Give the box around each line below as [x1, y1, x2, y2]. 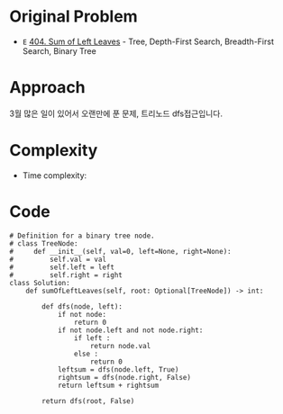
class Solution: [9, 278, 70, 287]
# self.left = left [9, 263, 115, 272]
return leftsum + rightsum [57, 381, 160, 390]
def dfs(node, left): [41, 301, 123, 311]
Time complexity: [22, 169, 87, 181]
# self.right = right [9, 270, 123, 280]
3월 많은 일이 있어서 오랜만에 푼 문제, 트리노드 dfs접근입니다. [9, 108, 224, 119]
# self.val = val [9, 255, 106, 264]
